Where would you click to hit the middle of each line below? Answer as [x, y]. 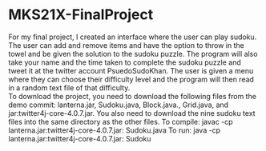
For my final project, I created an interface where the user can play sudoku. [133, 37]
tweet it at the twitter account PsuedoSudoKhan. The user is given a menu [131, 70]
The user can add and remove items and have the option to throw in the [126, 45]
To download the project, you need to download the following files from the [132, 96]
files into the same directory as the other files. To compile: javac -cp [121, 121]
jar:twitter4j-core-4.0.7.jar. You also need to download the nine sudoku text [132, 113]
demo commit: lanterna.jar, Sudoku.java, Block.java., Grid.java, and [119, 105]
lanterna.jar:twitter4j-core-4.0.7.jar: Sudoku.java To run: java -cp [115, 130]
